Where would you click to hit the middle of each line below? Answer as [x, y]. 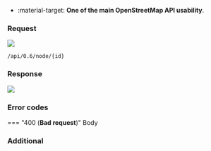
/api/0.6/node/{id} [36, 56]
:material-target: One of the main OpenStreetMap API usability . [111, 10]
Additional [25, 140]
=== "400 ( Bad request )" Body [53, 122]
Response [25, 74]
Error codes [28, 107]
